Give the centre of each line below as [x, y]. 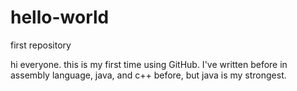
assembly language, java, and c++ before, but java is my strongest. [148, 75]
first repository [41, 45]
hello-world [60, 17]
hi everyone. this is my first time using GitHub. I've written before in [149, 64]
